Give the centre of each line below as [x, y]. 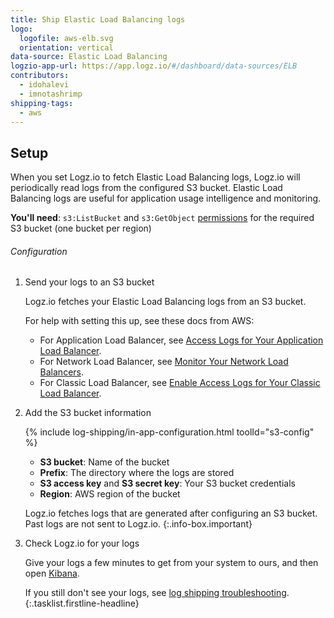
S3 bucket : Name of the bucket [104, 462]
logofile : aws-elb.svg [66, 38]
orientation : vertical [66, 47]
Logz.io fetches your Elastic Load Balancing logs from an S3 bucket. [165, 302]
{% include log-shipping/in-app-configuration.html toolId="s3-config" [169, 432]
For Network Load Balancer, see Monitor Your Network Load [164, 362]
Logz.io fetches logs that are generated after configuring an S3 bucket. [171, 513]
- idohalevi [44, 85]
